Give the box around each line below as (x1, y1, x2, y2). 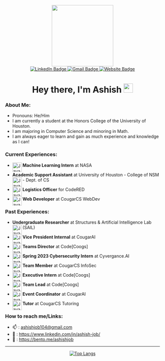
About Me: (5, 102, 31, 108)
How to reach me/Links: (5, 313, 63, 319)
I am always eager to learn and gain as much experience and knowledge (12, 133, 159, 139)
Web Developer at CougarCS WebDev (22, 196, 100, 202)
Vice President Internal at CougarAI (22, 234, 96, 240)
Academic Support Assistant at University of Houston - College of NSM (12, 172, 160, 178)
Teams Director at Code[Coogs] (22, 244, 88, 250)
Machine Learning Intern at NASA (22, 162, 92, 168)
